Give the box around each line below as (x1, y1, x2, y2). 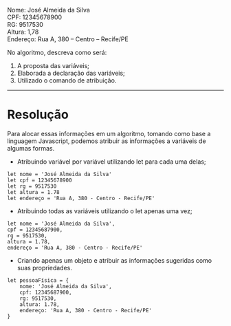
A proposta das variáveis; (16, 62, 89, 69)
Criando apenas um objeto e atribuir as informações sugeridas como (16, 256, 212, 264)
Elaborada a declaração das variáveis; (16, 69, 125, 77)
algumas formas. (7, 144, 55, 152)
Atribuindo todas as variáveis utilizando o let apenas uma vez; (16, 206, 192, 215)
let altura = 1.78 (7, 188, 60, 195)
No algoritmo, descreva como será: (7, 48, 107, 56)
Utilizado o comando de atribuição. (16, 76, 117, 85)
